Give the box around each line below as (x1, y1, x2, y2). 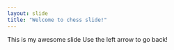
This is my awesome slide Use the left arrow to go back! (7, 35, 168, 43)
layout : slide (7, 10, 49, 17)
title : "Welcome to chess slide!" (7, 16, 108, 23)
